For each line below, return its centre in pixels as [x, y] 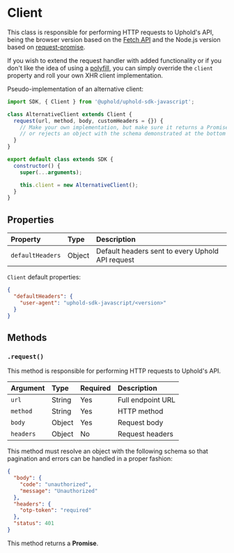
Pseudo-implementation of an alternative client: [76, 89]
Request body [140, 422]
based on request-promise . [46, 47]
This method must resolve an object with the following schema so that [108, 451]
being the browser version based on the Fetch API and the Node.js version [114, 39]
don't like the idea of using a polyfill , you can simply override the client [110, 68]
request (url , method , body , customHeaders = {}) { [88, 121]
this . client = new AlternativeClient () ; [79, 185]
